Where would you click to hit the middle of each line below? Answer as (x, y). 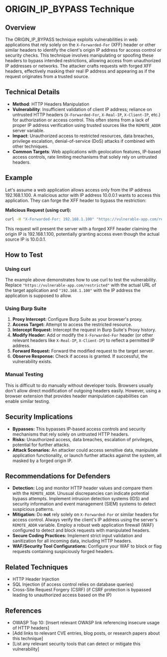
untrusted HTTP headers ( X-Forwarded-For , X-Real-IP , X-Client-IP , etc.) (86, 114)
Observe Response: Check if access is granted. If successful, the (80, 356)
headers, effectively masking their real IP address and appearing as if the (80, 71)
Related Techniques (37, 567)
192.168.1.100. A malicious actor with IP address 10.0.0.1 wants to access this (83, 195)
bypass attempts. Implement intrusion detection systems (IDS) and (81, 499)
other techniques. (30, 146)
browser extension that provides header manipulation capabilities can (77, 396)
